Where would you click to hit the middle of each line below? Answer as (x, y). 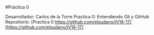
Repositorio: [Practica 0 (29, 22)
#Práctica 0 (17, 7)
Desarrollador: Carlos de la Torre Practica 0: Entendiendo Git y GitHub (77, 17)
